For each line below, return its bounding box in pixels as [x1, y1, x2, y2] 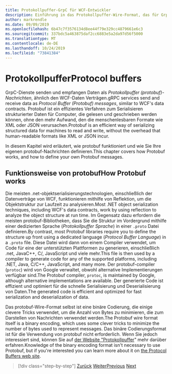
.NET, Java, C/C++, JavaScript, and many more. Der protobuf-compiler [5, 261, 155, 267]
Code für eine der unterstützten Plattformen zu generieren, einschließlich [5, 245, 160, 251]
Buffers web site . [5, 353, 41, 359]
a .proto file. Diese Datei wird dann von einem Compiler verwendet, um [5, 240, 156, 246]
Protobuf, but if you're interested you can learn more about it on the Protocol [5, 347, 167, 354]
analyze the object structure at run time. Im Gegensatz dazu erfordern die [5, 212, 161, 219]
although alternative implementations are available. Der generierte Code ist [5, 278, 164, 284]
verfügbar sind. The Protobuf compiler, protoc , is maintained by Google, [5, 272, 156, 279]
